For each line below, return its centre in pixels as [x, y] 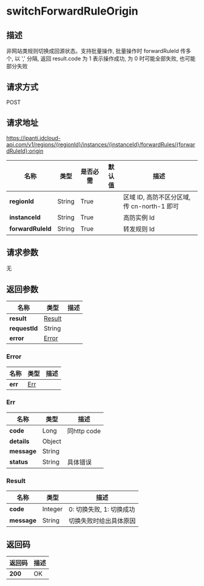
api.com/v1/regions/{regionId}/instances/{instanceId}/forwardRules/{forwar [101, 144]
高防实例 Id [139, 217]
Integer [53, 509]
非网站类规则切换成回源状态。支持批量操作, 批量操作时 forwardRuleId [93, 51]
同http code [84, 431]
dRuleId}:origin [25, 151]
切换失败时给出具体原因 [102, 521]
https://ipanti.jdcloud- [33, 138]
